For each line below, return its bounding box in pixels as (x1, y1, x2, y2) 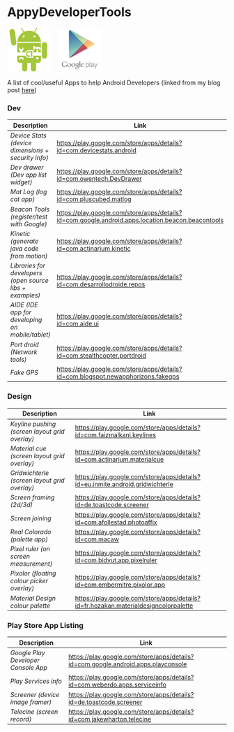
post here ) (7, 85, 37, 94)
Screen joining (10, 514, 52, 522)
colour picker (10, 577, 49, 585)
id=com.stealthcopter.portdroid (56, 351, 146, 360)
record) (10, 715, 32, 723)
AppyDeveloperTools (7, 4, 132, 20)
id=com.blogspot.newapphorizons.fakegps (56, 372, 180, 381)
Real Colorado (10, 527, 52, 536)
